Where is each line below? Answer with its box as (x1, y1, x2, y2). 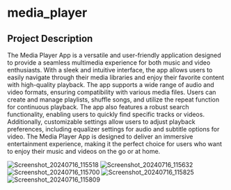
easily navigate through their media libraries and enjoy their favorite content (7, 73, 225, 81)
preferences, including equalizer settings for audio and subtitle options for (7, 125, 220, 133)
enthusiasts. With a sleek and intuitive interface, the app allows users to (7, 66, 213, 74)
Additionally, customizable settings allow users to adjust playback (7, 118, 196, 126)
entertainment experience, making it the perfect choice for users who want (7, 140, 223, 148)
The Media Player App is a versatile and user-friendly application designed (7, 51, 221, 59)
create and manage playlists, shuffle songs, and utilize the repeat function (7, 95, 220, 104)
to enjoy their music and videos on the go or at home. (7, 148, 161, 155)
